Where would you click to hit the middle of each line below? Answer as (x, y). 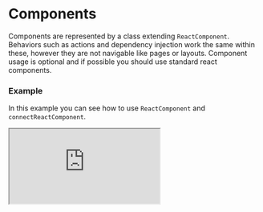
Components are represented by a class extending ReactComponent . (119, 36)
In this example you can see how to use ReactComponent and (107, 108)
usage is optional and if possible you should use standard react (113, 62)
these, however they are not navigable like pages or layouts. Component (128, 53)
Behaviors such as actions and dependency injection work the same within (131, 44)
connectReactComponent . (47, 117)
